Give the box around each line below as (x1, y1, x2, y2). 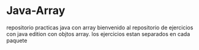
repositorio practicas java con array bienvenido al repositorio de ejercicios (6, 24, 193, 31)
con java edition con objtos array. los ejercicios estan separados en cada (6, 30, 190, 37)
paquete (6, 37, 28, 44)
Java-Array (6, 4, 66, 18)
